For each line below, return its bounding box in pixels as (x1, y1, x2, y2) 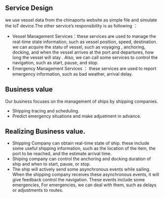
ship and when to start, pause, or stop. (12, 161, 91, 167)
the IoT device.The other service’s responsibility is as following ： (5, 23, 138, 28)
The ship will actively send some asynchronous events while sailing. (12, 167, 151, 172)
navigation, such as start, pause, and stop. (12, 59, 98, 65)
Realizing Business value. (5, 127, 86, 136)
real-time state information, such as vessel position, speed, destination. (12, 39, 158, 45)
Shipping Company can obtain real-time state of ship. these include (12, 140, 149, 146)
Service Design (5, 4, 53, 12)
